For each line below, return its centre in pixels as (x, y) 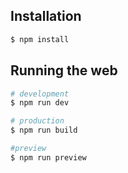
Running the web (64, 70)
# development (40, 94)
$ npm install (40, 39)
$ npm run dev (40, 103)
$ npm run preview (48, 157)
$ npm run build (44, 130)
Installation (46, 16)
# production (37, 121)
